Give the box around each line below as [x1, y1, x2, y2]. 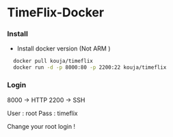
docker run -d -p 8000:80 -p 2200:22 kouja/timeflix [13, 64, 167, 71]
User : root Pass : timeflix [7, 109, 78, 117]
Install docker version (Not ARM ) [16, 44, 111, 52]
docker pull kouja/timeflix [13, 58, 94, 65]
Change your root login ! [7, 122, 76, 130]
